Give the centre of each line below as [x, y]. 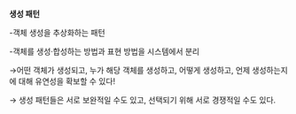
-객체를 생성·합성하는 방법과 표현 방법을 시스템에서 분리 [105, 51]
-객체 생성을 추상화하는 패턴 [57, 33]
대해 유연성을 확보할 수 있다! [67, 81]
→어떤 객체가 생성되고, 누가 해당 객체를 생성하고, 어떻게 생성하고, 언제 [130, 70]
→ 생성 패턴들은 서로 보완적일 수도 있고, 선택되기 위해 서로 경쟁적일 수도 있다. [143, 100]
